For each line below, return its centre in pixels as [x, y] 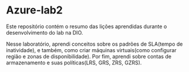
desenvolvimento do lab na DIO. [45, 32]
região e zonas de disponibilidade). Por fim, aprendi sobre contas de [89, 56]
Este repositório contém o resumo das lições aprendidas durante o [87, 26]
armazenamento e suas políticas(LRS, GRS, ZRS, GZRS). [74, 63]
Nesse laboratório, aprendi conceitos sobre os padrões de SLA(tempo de [95, 44]
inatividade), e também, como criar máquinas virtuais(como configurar [92, 50]
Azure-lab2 [34, 10]
